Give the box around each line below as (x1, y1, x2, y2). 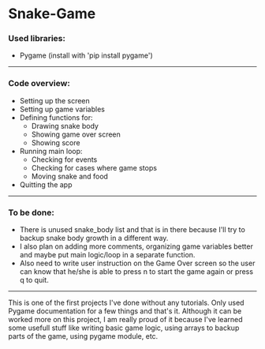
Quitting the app (19, 179, 73, 190)
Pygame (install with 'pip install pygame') (19, 51, 153, 60)
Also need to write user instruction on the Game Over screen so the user (19, 258, 256, 268)
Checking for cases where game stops (31, 163, 158, 172)
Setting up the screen (19, 96, 91, 105)
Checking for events (31, 155, 98, 164)
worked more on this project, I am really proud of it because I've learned (8, 315, 243, 325)
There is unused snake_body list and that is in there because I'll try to (19, 225, 246, 235)
